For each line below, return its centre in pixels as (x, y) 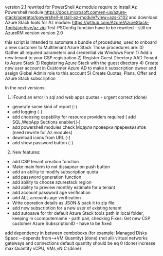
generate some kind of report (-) (45, 107)
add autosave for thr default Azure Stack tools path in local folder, (78, 213)
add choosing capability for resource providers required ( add (74, 117)
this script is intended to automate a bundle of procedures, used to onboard (81, 42)
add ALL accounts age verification (46, 198)
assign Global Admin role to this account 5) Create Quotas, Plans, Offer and (81, 73)
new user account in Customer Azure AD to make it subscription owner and (81, 68)
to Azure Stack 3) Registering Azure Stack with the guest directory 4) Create (82, 63)
